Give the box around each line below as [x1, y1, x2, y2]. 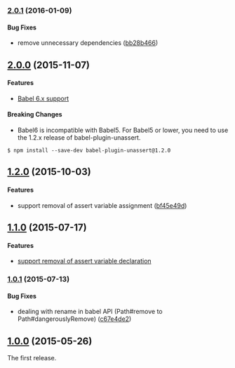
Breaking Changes [7, 110, 62, 119]
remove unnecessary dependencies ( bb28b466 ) [17, 39, 159, 47]
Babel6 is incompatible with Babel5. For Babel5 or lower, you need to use [17, 126, 229, 134]
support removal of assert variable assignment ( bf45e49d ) [17, 201, 187, 209]
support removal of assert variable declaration [17, 257, 152, 265]
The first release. [7, 354, 57, 362]
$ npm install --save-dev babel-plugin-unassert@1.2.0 [7, 147, 171, 154]
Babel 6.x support [17, 94, 69, 103]
